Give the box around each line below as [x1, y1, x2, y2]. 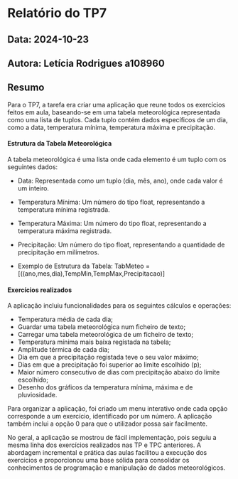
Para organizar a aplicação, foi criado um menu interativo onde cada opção [7, 404, 228, 413]
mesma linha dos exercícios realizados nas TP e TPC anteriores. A [7, 441, 201, 449]
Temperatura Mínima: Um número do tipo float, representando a [17, 198, 205, 206]
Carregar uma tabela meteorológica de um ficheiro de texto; [17, 330, 194, 339]
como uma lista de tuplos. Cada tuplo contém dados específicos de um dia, [7, 115, 228, 124]
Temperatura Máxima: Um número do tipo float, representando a [17, 219, 207, 227]
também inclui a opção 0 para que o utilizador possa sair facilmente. [7, 419, 208, 428]
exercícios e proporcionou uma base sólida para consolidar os [7, 456, 190, 465]
